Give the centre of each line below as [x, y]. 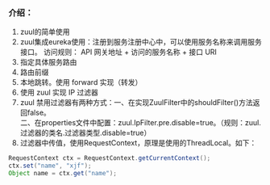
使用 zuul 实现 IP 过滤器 [59, 92]
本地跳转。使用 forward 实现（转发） [81, 82]
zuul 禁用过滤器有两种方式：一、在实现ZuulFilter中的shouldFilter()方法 [136, 103]
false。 [39, 113]
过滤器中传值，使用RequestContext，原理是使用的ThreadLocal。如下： [138, 143]
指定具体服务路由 [48, 62]
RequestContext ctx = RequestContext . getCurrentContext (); [110, 158]
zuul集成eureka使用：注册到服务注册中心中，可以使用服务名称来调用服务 [141, 42]
